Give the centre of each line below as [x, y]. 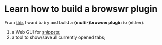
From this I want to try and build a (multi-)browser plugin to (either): [75, 22]
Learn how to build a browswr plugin [81, 9]
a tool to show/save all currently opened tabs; [58, 37]
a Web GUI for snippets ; [36, 32]
